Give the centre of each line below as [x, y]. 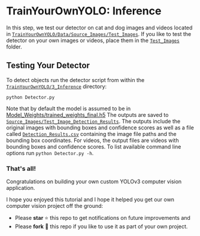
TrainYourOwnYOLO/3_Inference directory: [56, 86]
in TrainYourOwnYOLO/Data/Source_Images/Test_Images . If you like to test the [99, 34]
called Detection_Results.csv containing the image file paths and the [91, 134]
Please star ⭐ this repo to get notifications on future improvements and [102, 218]
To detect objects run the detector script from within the [75, 80]
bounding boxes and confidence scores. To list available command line [94, 146]
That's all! [21, 168]
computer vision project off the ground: [55, 206]
